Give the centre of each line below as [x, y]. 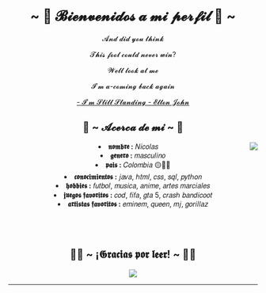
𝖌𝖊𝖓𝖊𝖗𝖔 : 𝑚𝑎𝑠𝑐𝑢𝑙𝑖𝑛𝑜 [138, 155]
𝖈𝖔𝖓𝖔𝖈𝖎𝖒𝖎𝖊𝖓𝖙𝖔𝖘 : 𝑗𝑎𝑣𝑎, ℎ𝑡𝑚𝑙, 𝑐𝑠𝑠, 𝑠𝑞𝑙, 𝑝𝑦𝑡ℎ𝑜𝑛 [138, 177]
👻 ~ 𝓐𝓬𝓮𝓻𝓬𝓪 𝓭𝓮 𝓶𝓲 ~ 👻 [133, 127]
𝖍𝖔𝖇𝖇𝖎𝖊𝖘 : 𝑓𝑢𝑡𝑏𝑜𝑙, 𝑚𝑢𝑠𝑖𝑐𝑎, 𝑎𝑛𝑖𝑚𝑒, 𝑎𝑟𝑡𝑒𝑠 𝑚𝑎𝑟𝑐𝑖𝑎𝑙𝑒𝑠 [138, 185]
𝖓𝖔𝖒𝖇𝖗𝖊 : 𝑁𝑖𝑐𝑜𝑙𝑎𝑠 [133, 146]
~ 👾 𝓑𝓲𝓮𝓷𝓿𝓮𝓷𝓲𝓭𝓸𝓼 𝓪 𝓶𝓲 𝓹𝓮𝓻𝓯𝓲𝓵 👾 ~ [133, 16]
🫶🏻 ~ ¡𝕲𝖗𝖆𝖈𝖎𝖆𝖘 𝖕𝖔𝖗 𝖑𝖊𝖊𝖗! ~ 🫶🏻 [133, 255]
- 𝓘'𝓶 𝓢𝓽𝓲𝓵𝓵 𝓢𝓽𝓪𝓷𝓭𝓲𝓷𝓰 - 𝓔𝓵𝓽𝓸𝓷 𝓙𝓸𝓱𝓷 [133, 101]
